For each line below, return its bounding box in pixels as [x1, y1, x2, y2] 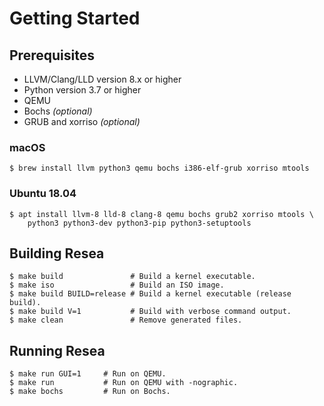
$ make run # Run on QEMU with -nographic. [9, 378, 239, 388]
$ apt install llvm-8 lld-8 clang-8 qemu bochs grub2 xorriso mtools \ [9, 209, 314, 219]
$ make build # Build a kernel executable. [9, 272, 256, 282]
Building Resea [9, 245, 105, 262]
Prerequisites [9, 47, 95, 64]
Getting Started [9, 7, 141, 30]
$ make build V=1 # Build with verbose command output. [9, 307, 292, 317]
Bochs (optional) [23, 105, 93, 117]
